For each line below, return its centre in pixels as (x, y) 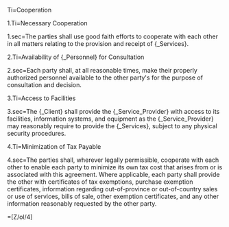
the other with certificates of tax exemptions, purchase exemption (100, 182)
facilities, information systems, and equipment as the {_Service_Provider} (110, 119)
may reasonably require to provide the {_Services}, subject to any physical (112, 126)
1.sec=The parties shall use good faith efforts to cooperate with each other (112, 36)
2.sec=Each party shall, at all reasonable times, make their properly (102, 70)
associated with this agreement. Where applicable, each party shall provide (113, 175)
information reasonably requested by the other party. (82, 204)
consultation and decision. (45, 85)
